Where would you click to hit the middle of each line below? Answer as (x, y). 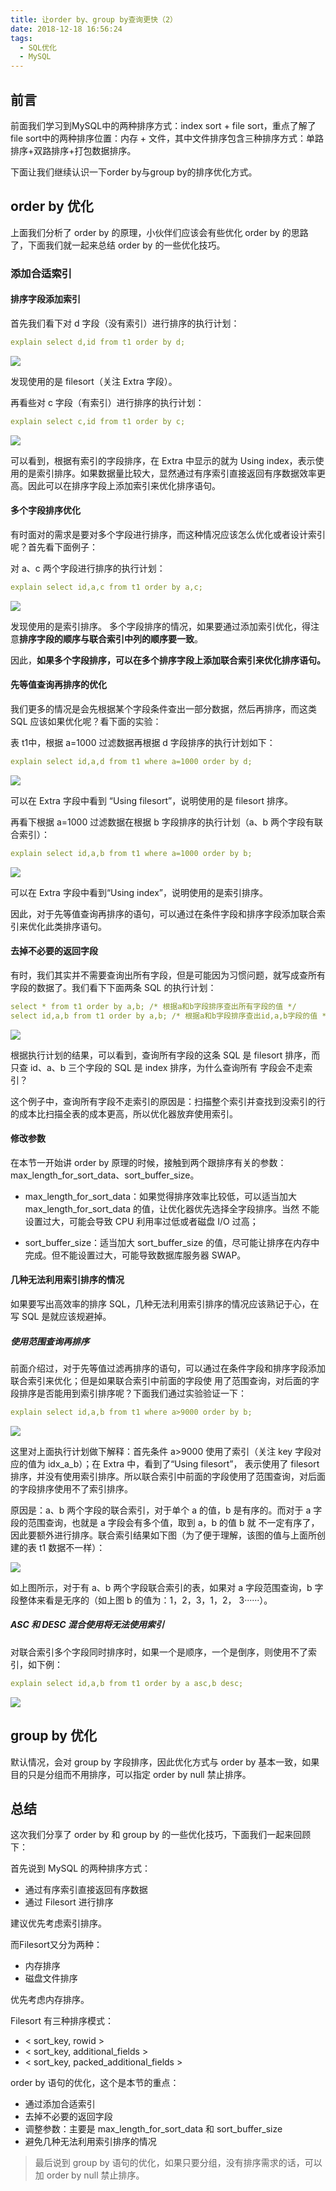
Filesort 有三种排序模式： (62, 2021)
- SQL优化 (38, 47)
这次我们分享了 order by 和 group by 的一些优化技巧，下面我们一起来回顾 (161, 1835)
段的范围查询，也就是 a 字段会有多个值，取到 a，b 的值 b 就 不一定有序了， (165, 1522)
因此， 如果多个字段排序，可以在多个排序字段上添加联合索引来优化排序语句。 (168, 660)
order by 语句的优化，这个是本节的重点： (95, 2083)
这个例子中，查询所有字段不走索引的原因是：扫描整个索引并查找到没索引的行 (168, 1101)
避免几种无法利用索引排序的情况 (90, 2142)
